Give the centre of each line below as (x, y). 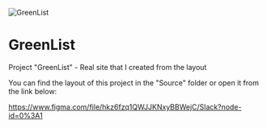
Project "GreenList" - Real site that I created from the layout (108, 67)
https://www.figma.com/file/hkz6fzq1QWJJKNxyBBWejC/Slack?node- (125, 107)
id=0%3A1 (25, 115)
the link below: (33, 91)
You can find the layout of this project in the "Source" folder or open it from (133, 83)
